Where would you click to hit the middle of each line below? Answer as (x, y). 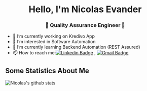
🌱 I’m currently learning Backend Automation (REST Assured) (76, 47)
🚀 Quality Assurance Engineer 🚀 (85, 25)
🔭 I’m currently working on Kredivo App (54, 36)
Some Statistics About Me (47, 70)
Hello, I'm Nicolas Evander (85, 9)
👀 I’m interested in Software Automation (54, 42)
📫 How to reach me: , (54, 53)
